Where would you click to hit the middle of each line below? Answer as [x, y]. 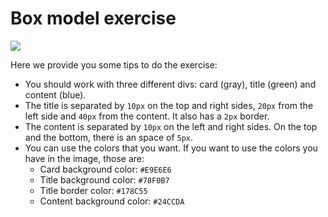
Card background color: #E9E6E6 [105, 169]
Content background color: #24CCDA [112, 201]
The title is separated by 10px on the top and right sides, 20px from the [169, 105]
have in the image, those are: [84, 158]
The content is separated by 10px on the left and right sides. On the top [171, 126]
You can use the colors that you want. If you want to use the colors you [171, 148]
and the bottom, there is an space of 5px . [109, 137]
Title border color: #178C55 [93, 190]
